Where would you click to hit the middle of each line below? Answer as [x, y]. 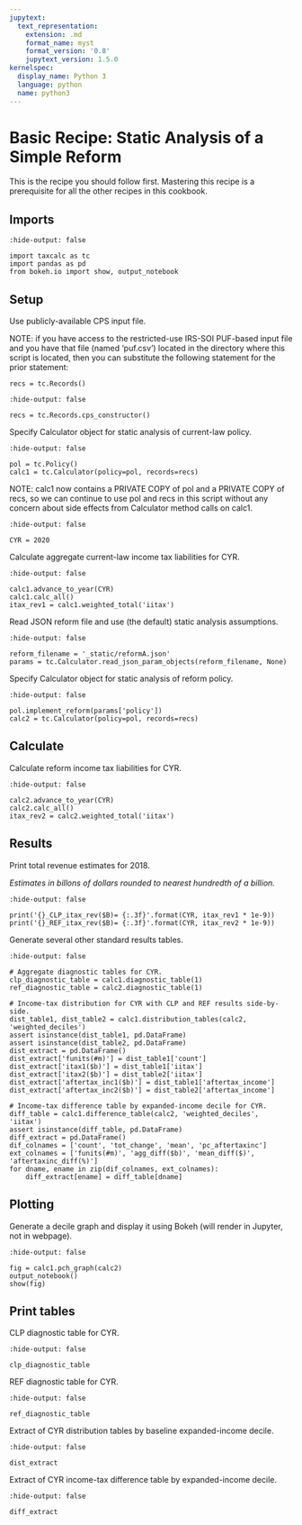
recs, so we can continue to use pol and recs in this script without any [139, 499]
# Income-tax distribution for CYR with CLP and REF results [126, 1003]
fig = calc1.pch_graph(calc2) [66, 1268]
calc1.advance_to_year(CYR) [62, 590]
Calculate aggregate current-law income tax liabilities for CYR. [124, 557]
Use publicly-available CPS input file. [78, 322]
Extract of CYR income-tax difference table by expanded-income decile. [143, 1480]
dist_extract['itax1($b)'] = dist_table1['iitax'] [106, 1067]
